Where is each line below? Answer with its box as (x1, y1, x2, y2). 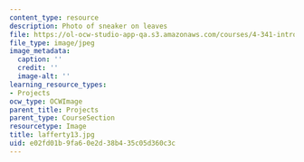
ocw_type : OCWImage (9, 96, 83, 106)
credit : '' (17, 64, 59, 73)
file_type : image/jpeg (9, 38, 95, 48)
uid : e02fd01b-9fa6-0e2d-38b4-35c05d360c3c (9, 139, 176, 148)
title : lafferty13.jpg (9, 130, 95, 139)
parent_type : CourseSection (9, 113, 116, 122)
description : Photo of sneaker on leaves (9, 22, 168, 31)
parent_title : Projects (9, 105, 100, 114)
